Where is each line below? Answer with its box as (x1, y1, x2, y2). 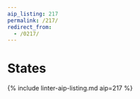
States (7, 61, 47, 76)
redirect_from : (7, 23, 52, 30)
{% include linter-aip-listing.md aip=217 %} (7, 84, 133, 93)
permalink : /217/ (7, 17, 59, 24)
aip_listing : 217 (7, 10, 59, 18)
